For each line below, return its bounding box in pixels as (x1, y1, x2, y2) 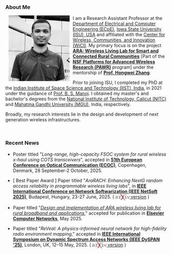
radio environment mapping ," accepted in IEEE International (12, 230, 141, 237)
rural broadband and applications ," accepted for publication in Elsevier (12, 210, 164, 216)
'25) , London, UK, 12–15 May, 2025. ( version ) (12, 242, 127, 248)
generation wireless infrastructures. (5, 117, 81, 123)
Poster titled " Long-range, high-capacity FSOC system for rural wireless (12, 151, 166, 157)
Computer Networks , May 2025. (12, 215, 83, 221)
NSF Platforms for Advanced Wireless (72, 59, 156, 65)
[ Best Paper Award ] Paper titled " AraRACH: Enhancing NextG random (12, 177, 163, 183)
